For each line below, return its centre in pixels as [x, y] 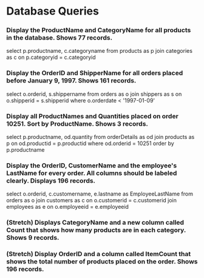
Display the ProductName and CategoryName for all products [99, 30]
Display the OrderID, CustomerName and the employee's [92, 165]
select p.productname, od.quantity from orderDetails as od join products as [100, 137]
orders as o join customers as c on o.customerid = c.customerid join [92, 200]
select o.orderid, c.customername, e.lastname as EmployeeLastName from [100, 194]
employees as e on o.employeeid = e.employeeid [68, 207]
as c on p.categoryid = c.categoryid [51, 57]
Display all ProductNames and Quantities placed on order [93, 116]
